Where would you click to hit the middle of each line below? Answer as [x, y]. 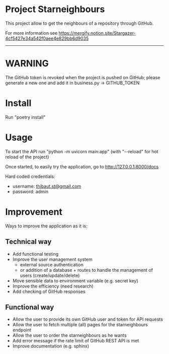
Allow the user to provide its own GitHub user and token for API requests [88, 319]
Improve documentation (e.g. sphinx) [51, 346]
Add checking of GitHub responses [49, 291]
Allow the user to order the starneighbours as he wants [69, 335]
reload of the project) [27, 157]
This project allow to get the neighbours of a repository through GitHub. [79, 23]
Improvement [34, 212]
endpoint [22, 330]
